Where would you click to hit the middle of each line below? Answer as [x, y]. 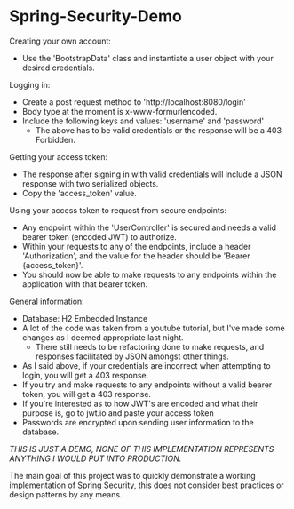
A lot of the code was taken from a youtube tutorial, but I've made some [154, 328]
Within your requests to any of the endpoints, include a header [136, 246]
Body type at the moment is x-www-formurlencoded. [119, 111]
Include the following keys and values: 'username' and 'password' [143, 121]
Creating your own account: [60, 41]
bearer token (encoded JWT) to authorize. [99, 236]
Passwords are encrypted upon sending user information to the [138, 422]
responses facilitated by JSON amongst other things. [132, 356]
